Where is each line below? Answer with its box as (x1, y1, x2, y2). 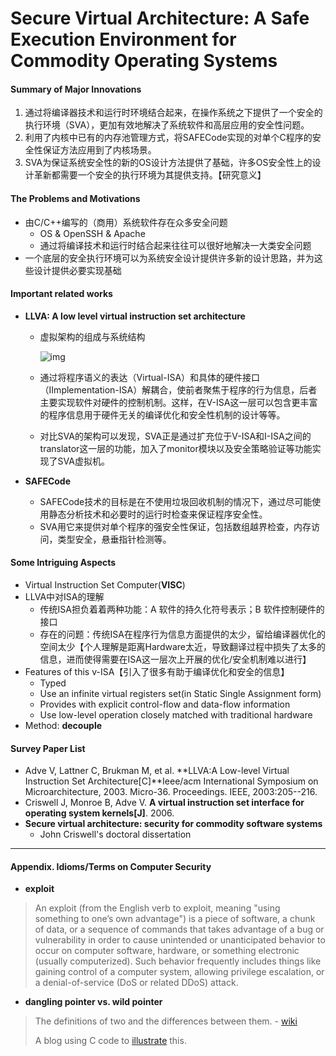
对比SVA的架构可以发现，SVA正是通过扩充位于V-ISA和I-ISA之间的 (39, 430, 312, 442)
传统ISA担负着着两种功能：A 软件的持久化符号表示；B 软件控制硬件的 (39, 603, 325, 615)
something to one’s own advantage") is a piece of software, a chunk (34, 913, 316, 925)
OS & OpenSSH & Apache (39, 227, 146, 239)
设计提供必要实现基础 (33, 264, 122, 276)
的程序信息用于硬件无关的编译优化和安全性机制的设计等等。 (39, 408, 286, 421)
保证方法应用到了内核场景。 (42, 144, 157, 156)
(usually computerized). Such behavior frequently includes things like (34, 955, 322, 967)
